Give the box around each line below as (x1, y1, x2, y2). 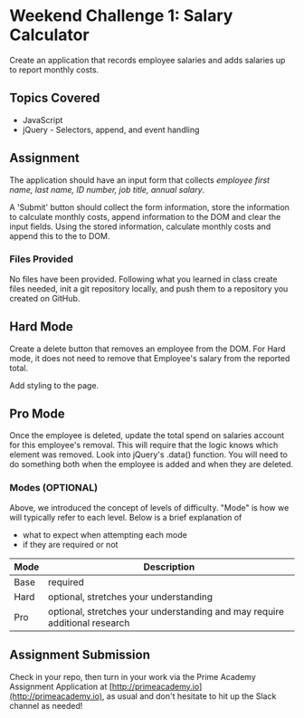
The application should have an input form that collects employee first (9, 174, 270, 186)
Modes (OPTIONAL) (9, 482, 98, 494)
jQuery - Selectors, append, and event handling (22, 124, 200, 135)
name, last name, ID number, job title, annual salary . (9, 184, 205, 195)
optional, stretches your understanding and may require (48, 605, 285, 617)
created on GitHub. (9, 292, 81, 303)
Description (143, 560, 195, 573)
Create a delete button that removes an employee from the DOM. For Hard (9, 343, 286, 354)
